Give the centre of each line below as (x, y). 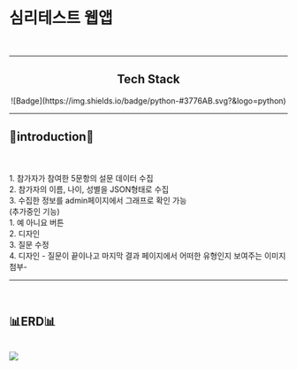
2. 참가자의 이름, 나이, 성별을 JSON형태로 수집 (89, 189)
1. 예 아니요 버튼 (37, 222)
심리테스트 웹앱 (61, 18)
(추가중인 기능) (34, 211)
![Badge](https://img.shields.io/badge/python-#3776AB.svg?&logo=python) (148, 100)
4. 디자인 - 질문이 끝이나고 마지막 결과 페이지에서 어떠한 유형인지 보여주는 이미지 (148, 255)
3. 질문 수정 (29, 244)
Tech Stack (148, 79)
